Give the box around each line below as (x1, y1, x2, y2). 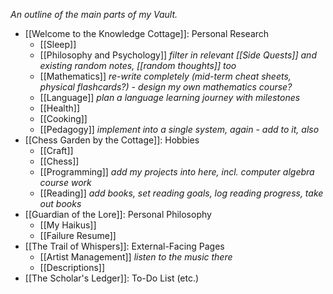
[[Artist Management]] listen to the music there (39, 251, 233, 263)
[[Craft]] (39, 145, 74, 156)
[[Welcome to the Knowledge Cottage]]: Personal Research (24, 28, 270, 39)
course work (39, 177, 92, 188)
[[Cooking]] (39, 113, 88, 124)
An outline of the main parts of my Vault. (10, 9, 178, 20)
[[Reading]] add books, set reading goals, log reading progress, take (39, 187, 324, 199)
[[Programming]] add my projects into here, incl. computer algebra (39, 166, 315, 178)
